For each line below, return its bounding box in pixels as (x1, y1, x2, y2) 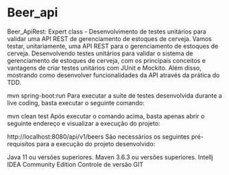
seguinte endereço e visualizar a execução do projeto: (7, 119, 160, 127)
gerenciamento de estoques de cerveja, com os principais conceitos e (7, 56, 206, 64)
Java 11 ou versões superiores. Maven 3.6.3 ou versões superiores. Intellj (7, 152, 214, 161)
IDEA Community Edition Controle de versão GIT (7, 160, 144, 168)
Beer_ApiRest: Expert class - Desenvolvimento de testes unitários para (7, 27, 207, 36)
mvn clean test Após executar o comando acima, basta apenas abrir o (7, 111, 205, 120)
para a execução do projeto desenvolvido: (36, 139, 156, 148)
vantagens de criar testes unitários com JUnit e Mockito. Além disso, (7, 64, 202, 72)
